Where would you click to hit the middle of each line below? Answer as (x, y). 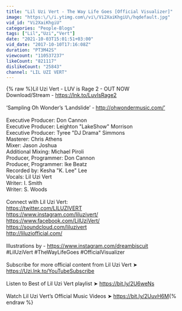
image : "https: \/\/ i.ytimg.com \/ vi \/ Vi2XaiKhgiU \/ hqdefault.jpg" (88, 17)
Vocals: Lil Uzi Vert (29, 177)
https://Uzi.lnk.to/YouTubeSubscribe (50, 271)
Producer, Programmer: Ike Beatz (47, 164)
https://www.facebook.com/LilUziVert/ (53, 221)
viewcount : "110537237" (35, 56)
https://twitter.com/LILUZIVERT (44, 208)
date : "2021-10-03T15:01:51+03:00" (50, 39)
